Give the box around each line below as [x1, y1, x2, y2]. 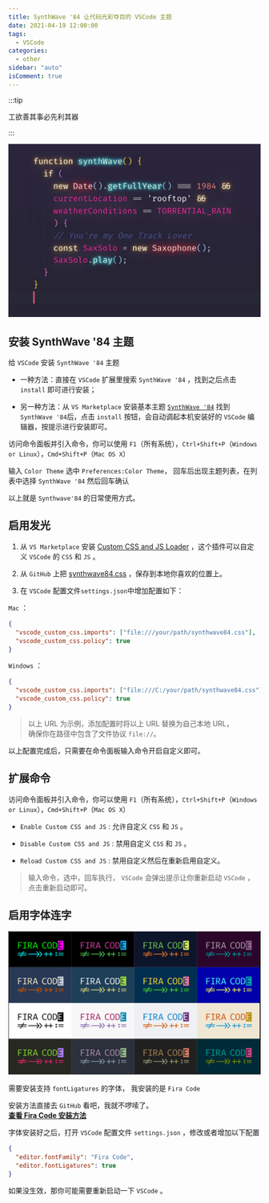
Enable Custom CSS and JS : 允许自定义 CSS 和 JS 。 [19, 821, 188, 831]
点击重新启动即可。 [27, 883, 92, 892]
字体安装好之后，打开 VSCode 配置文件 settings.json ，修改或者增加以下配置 [8, 1128, 260, 1137]
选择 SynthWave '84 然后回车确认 [22, 476, 130, 486]
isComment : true [8, 72, 62, 80]
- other [15, 55, 42, 63]
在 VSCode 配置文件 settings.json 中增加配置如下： [19, 586, 184, 595]
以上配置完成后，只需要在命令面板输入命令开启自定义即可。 [8, 746, 205, 755]
